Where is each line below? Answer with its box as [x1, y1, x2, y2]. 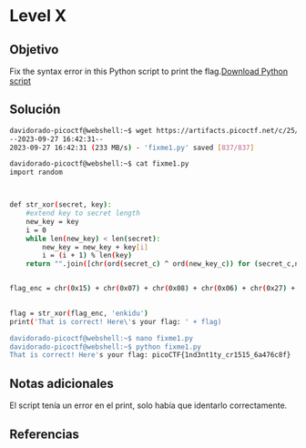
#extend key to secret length [25, 209, 141, 219]
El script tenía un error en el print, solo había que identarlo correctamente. [9, 400, 288, 411]
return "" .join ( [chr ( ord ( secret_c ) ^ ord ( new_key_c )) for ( [25, 260, 259, 269]
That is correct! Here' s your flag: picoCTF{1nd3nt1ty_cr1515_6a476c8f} [9, 351, 291, 360]
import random [9, 168, 64, 178]
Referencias [9, 426, 80, 442]
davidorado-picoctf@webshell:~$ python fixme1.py [9, 342, 202, 351]
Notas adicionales [9, 375, 114, 392]
